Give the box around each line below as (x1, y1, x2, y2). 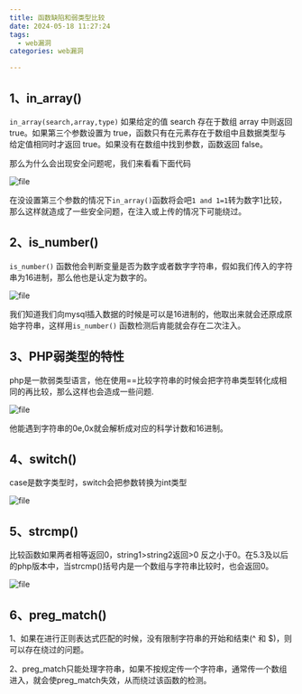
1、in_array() (9, 90, 83, 106)
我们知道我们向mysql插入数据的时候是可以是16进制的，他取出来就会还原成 (9, 308, 285, 319)
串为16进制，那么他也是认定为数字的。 (9, 272, 152, 283)
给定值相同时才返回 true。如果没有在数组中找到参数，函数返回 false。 (9, 138, 268, 149)
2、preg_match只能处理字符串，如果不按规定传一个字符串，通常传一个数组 (9, 663, 288, 674)
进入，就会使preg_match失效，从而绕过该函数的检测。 (9, 675, 212, 685)
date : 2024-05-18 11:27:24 (9, 22, 111, 31)
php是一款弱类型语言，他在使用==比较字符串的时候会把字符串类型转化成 (9, 374, 279, 385)
